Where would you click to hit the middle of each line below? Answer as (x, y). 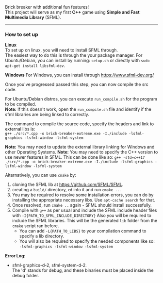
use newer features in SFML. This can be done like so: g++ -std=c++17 (75, 157)
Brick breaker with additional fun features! (47, 7)
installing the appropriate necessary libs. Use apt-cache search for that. (83, 200)
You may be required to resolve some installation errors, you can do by (83, 195)
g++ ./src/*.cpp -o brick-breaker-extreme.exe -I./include (66, 134)
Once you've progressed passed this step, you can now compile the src (77, 84)
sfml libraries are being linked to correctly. (47, 115)
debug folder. (25, 276)
